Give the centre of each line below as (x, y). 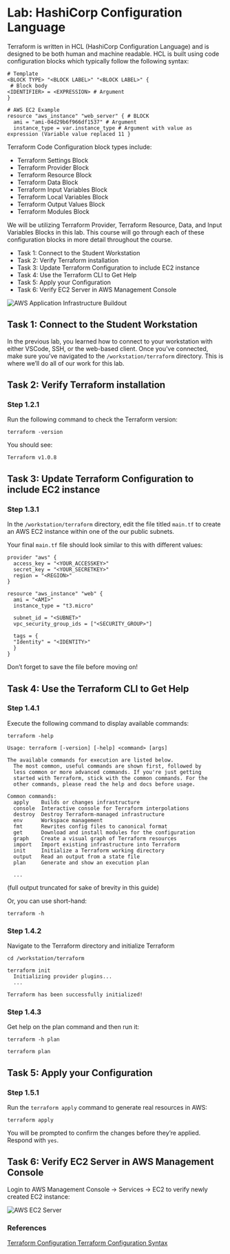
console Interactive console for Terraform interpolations (101, 808)
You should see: (30, 445)
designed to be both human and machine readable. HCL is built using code (113, 54)
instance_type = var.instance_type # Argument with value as (103, 128)
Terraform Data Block (48, 182)
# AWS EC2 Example (33, 110)
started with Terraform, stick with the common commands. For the (111, 778)
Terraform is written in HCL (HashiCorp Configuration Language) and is (108, 46)
